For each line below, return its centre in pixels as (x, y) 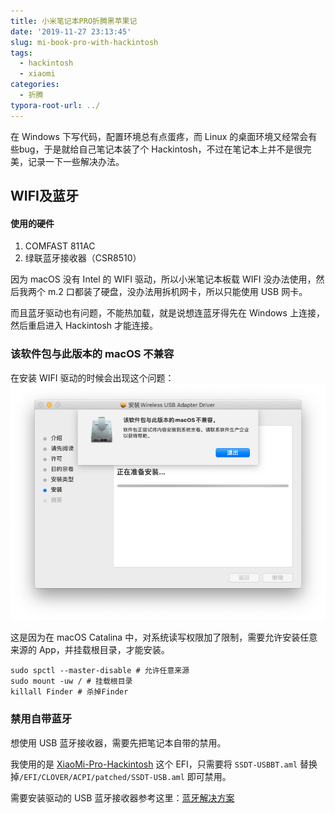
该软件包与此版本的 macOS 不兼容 (92, 354)
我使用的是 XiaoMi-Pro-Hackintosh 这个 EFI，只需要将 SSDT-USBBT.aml (154, 764)
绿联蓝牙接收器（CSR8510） (83, 258)
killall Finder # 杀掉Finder (69, 692)
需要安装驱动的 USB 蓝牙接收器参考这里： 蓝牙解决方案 (122, 797)
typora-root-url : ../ (55, 105)
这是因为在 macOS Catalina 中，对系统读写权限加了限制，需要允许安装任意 (164, 637)
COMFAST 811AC (60, 246)
